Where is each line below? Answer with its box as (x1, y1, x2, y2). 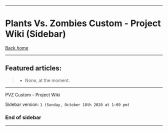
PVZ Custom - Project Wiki (5, 91, 60, 97)
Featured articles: (5, 64, 62, 72)
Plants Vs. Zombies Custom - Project (5, 18, 161, 29)
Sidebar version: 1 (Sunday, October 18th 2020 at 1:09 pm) (5, 101, 130, 107)
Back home (5, 44, 28, 50)
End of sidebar (5, 113, 41, 120)
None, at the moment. (24, 77, 70, 83)
